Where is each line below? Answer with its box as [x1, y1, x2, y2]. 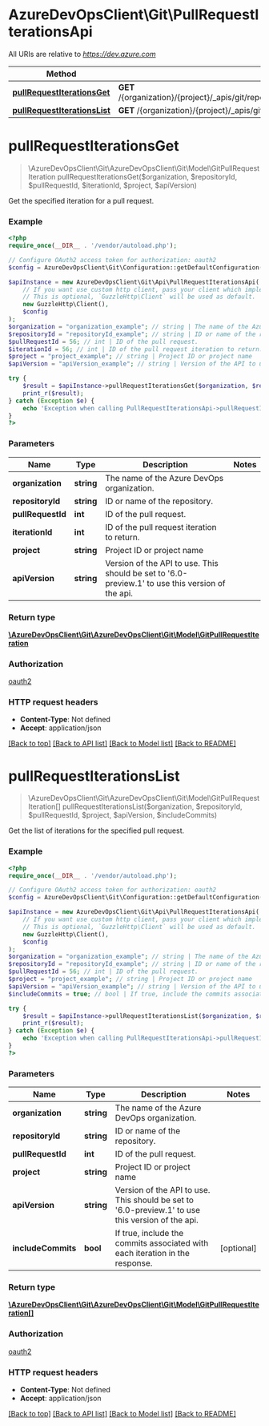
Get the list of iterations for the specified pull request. [8, 826, 185, 835]
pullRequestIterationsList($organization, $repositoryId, [62, 802, 243, 811]
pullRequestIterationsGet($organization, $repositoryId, [57, 172, 238, 181]
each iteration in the [114, 1248, 191, 1259]
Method [46, 68, 77, 79]
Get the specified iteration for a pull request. [8, 196, 155, 205]
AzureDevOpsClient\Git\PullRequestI [8, 6, 259, 24]
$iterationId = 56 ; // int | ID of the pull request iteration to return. [8, 345, 263, 353]
